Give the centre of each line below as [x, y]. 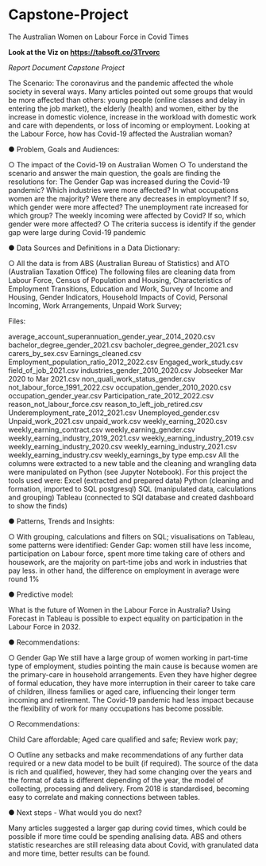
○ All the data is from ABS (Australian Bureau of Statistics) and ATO [119, 263]
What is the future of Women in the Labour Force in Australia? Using [120, 609]
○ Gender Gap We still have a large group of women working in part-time [128, 657]
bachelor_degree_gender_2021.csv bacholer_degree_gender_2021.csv [123, 345]
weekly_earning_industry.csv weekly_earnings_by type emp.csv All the [124, 455]
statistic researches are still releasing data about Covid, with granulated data [133, 844]
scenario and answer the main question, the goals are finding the [114, 173]
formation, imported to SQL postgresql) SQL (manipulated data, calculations [132, 488]
